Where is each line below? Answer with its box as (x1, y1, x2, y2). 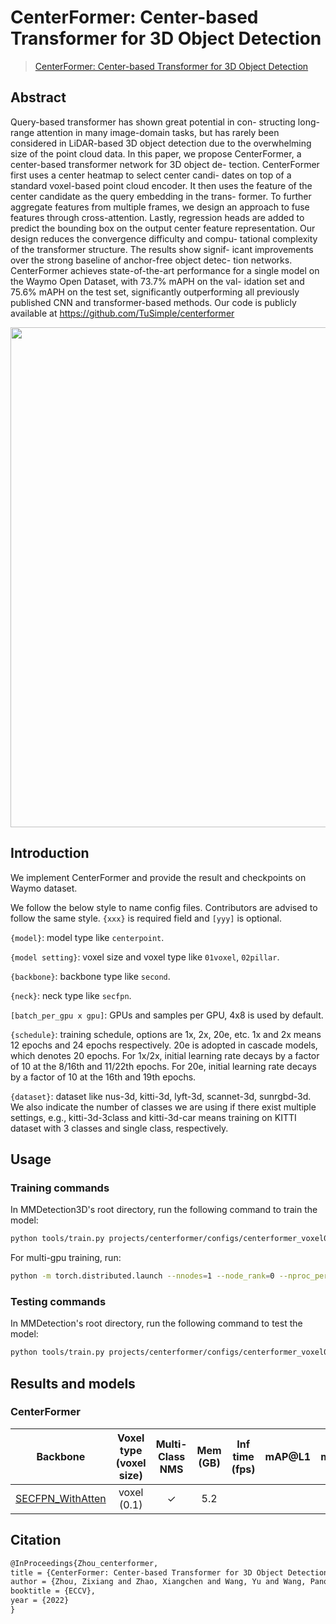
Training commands (10, 1181, 110, 1195)
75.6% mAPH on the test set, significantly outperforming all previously (10, 286, 300, 298)
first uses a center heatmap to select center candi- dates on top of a (10, 169, 292, 181)
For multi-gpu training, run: (10, 1252, 122, 1264)
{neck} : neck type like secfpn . (10, 989, 132, 1001)
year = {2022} (10, 1596, 70, 1606)
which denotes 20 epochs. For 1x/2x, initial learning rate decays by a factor (10, 1049, 320, 1061)
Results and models (10, 1375, 136, 1392)
